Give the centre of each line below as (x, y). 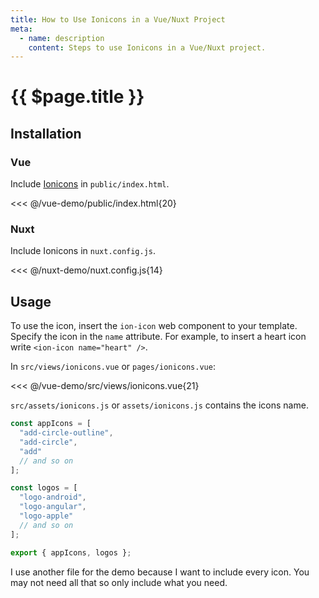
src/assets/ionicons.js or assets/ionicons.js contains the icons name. (159, 405)
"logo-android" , (53, 497)
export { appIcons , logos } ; (71, 552)
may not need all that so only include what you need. (119, 582)
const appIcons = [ (51, 424)
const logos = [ (44, 488)
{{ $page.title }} (77, 97)
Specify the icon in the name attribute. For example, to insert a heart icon (158, 337)
